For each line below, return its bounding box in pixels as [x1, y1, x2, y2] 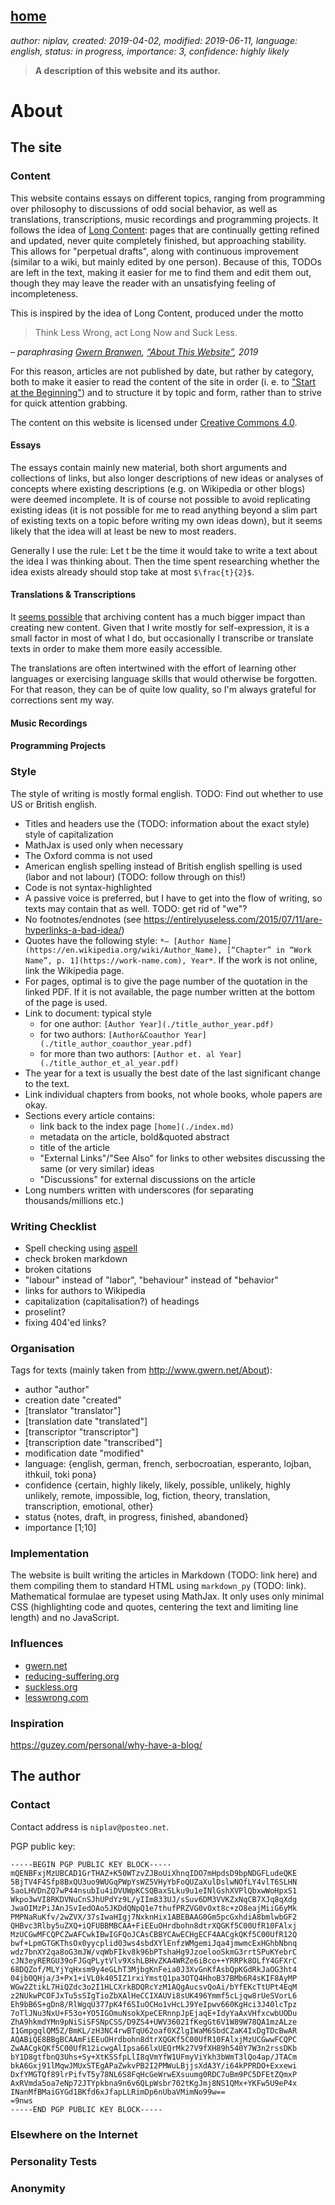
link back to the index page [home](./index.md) [39, 1120, 235, 1132]
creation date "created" [24, 1394, 122, 1406]
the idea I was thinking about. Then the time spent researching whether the [10, 555, 320, 567]
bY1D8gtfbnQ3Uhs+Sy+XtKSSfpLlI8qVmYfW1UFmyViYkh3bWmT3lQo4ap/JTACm [10, 2052, 298, 2062]
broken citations [24, 1263, 92, 1275]
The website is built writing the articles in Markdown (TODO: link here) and [10, 1569, 318, 1581]
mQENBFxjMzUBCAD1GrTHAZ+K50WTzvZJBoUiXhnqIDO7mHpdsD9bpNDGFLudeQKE [10, 1868, 298, 1878]
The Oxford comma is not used [24, 849, 153, 861]
